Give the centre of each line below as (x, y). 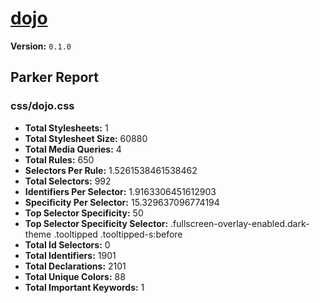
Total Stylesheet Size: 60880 (86, 138)
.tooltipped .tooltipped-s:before (118, 234)
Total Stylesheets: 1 (66, 128)
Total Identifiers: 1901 (70, 255)
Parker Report (54, 77)
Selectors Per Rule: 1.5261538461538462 (111, 170)
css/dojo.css (42, 106)
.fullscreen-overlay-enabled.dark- (240, 223)
